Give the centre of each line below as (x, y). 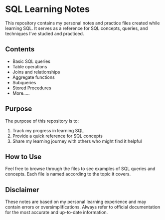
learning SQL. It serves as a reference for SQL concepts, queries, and (77, 28)
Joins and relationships (36, 72)
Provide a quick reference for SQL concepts (58, 136)
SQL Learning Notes (47, 9)
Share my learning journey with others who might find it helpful (77, 141)
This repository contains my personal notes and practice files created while (82, 23)
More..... (21, 93)
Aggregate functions (33, 77)
